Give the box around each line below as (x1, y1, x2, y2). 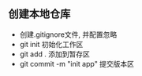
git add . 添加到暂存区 (19, 49, 91, 59)
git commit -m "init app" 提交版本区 (19, 59, 135, 68)
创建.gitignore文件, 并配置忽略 (19, 30, 118, 39)
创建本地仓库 (8, 7, 71, 21)
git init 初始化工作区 (19, 39, 84, 49)
